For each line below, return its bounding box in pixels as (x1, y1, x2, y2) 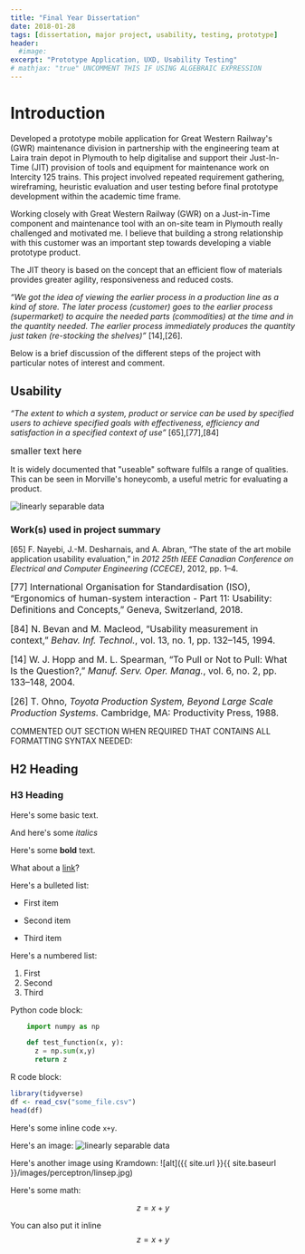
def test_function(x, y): (26, 1038, 125, 1047)
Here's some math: (10, 1184, 81, 1195)
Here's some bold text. (10, 844, 96, 855)
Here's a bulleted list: (10, 880, 90, 890)
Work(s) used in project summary (10, 523, 161, 536)
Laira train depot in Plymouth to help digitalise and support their (10, 151, 248, 163)
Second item (23, 915, 71, 926)
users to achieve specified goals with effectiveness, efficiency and (10, 417, 260, 428)
